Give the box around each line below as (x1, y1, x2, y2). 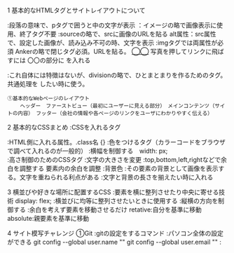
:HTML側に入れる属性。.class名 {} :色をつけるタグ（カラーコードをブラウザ (7, 138, 226, 146)
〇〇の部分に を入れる (27, 56, 91, 64)
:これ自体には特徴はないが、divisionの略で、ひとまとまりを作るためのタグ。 (7, 71, 227, 79)
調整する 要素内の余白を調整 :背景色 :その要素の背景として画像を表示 (19, 164, 219, 172)
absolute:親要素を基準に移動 (7, 214, 90, 222)
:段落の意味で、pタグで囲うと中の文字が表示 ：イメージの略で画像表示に (7, 21, 217, 29)
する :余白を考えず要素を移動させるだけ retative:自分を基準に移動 (13, 205, 202, 214)
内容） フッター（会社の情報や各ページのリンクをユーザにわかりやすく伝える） (17, 110, 213, 117)
